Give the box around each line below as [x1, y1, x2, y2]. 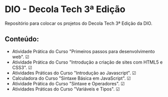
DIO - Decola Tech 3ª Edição [5, 4, 125, 15]
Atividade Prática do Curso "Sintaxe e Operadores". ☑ [12, 80, 125, 86]
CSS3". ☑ [12, 64, 32, 70]
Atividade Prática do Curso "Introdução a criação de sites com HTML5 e [12, 59, 163, 65]
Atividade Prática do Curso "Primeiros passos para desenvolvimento [12, 48, 155, 54]
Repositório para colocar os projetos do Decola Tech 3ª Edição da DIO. [5, 20, 153, 26]
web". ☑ [12, 54, 30, 60]
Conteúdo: [5, 35, 39, 43]
